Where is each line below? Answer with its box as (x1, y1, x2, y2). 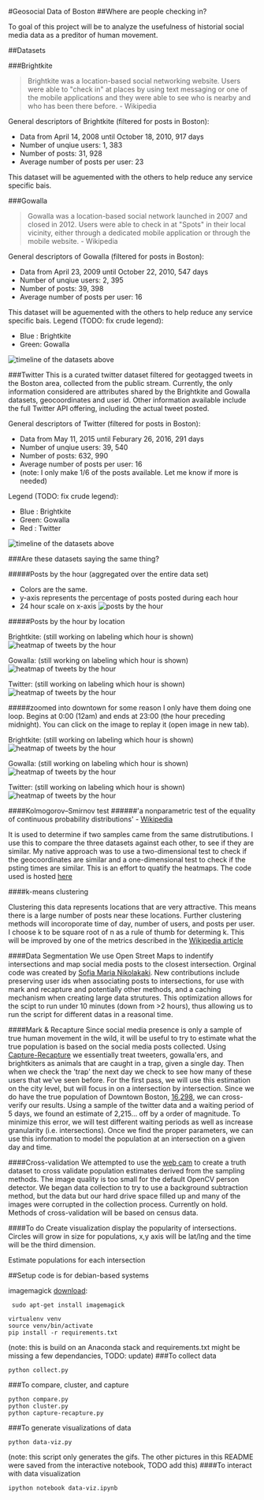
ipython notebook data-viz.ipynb (8, 1484, 118, 1492)
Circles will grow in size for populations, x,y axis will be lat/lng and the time (8, 1232, 251, 1241)
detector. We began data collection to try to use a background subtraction (8, 1183, 248, 1192)
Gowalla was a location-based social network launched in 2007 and (27, 211, 248, 220)
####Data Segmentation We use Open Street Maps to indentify (8, 951, 214, 960)
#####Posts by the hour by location (8, 617, 125, 626)
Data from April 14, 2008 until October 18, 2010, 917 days (19, 132, 204, 141)
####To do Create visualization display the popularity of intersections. (8, 1223, 237, 1233)
